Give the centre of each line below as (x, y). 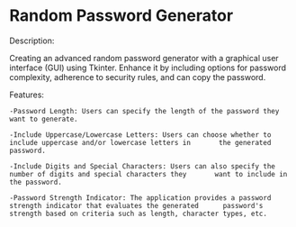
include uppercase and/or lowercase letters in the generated (140, 142)
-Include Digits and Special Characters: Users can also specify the (143, 166)
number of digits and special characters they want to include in (148, 174)
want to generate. (44, 119)
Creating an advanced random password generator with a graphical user (144, 58)
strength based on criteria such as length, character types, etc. (139, 213)
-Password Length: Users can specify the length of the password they (144, 111)
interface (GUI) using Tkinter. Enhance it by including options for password (148, 68)
